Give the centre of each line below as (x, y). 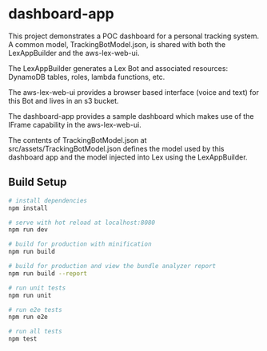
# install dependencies (48, 200)
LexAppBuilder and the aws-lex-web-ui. (74, 53)
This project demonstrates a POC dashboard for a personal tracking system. (134, 36)
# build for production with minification (80, 244)
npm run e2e (28, 317)
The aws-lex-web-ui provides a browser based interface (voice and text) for (134, 92)
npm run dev (28, 230)
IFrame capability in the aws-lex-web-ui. (75, 124)
